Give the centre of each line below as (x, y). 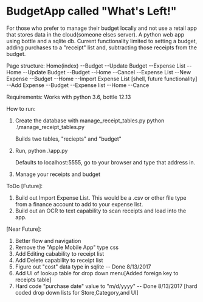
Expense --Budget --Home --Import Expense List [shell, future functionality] (102, 79)
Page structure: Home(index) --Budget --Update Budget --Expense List (96, 66)
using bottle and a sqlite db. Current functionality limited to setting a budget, (102, 41)
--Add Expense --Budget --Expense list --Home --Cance (78, 85)
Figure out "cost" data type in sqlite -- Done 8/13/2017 (83, 267)
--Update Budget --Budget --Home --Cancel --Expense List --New (107, 72)
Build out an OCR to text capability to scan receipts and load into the (101, 211)
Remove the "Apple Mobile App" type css (67, 247)
